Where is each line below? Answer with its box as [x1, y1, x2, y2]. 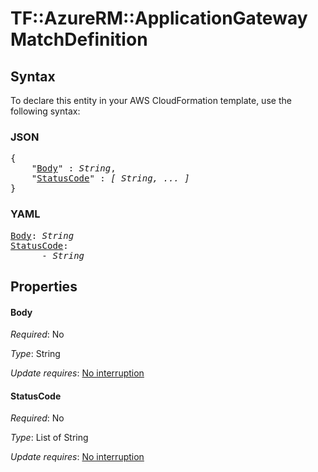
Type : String [10, 348, 61, 360]
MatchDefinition [10, 28, 148, 51]
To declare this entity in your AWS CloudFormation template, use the [10, 95, 292, 106]
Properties [10, 278, 78, 295]
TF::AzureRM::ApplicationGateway [10, 7, 308, 30]
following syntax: [10, 105, 81, 117]
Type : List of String [10, 432, 89, 444]
